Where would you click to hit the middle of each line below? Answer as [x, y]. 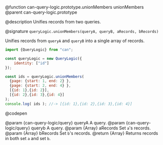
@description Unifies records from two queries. [53, 22]
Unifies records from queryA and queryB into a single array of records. [75, 41]
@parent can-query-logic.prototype [41, 12]
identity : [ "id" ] [32, 63]
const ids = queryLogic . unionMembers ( [45, 76]
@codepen [16, 113]
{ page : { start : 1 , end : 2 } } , [40, 81]
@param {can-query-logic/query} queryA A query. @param [65, 122]
